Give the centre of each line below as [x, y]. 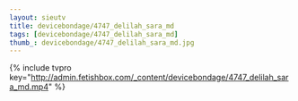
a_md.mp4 [29, 87]
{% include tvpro [40, 68]
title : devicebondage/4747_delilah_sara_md [92, 26]
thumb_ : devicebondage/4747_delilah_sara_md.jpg [102, 42]
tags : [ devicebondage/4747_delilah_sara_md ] [94, 34]
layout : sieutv [38, 17]
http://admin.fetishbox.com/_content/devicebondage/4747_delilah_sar [160, 78]
